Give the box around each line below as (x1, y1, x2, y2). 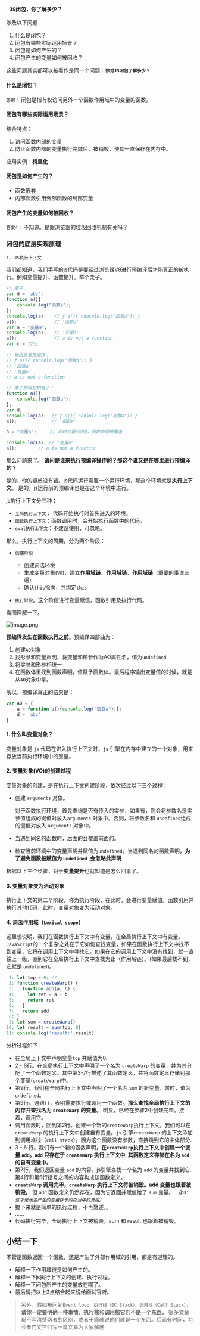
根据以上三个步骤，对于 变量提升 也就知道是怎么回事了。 (6, 867, 142, 875)
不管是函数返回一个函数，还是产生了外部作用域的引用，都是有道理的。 (6, 1253, 179, 1260)
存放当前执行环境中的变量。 (6, 752, 74, 760)
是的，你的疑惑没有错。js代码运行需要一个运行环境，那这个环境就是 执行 (6, 477, 183, 484)
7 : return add (8, 1008, 49, 1014)
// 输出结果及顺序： (6, 352, 50, 358)
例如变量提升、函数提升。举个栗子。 (16, 274, 105, 281)
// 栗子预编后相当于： (6, 385, 55, 391)
